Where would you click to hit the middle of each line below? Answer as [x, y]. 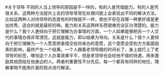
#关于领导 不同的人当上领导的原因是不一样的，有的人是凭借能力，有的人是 [80, 7]
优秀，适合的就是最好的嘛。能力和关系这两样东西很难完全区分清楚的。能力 [84, 25]
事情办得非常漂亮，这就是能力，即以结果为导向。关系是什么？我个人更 [84, 37]
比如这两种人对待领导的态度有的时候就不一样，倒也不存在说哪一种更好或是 [80, 19]
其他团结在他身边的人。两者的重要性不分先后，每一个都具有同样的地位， [82, 61]
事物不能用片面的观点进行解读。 [41, 67]
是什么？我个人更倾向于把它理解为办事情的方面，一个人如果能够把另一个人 [80, 31]
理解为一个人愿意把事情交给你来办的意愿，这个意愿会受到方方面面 [88, 43]
